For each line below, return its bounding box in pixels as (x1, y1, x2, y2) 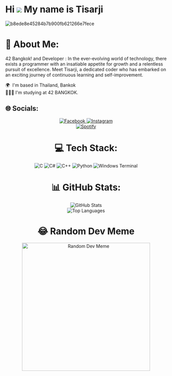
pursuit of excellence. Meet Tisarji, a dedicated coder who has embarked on (5, 66, 166, 72)
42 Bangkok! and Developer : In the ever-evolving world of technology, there (5, 55, 167, 61)
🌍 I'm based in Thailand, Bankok (5, 82, 76, 88)
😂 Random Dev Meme (37, 225, 135, 237)
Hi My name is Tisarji (5, 4, 103, 15)
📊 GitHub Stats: (51, 181, 121, 193)
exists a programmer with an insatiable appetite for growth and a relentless (5, 60, 163, 67)
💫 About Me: (5, 38, 59, 50)
